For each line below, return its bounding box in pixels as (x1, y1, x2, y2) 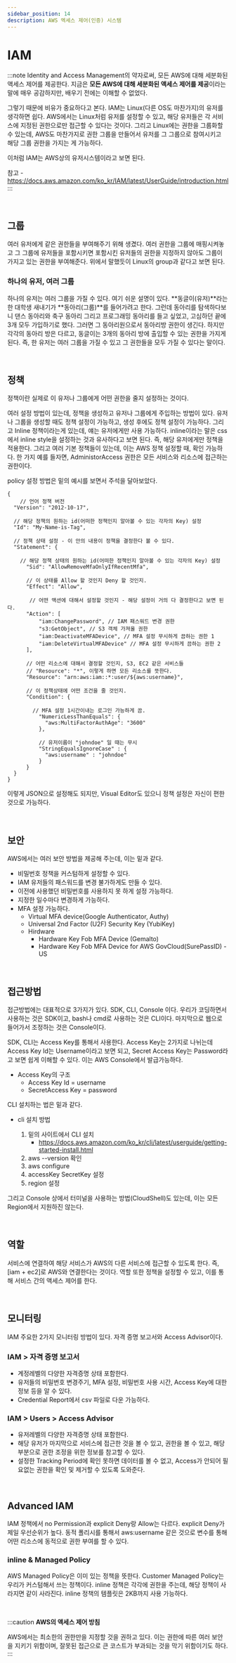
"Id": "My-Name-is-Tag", (13, 524, 86, 531)
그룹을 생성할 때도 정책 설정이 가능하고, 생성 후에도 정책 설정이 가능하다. (14, 418, 211, 426)
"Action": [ (25, 611, 61, 618)
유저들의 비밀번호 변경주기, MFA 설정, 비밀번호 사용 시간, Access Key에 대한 (17, 1378, 227, 1386)
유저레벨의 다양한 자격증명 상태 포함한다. (17, 1430, 129, 1439)
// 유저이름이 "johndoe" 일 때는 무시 (38, 739, 138, 746)
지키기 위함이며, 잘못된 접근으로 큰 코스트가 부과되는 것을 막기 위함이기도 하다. (14, 1642, 228, 1650)
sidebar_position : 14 (7, 10, 71, 18)
